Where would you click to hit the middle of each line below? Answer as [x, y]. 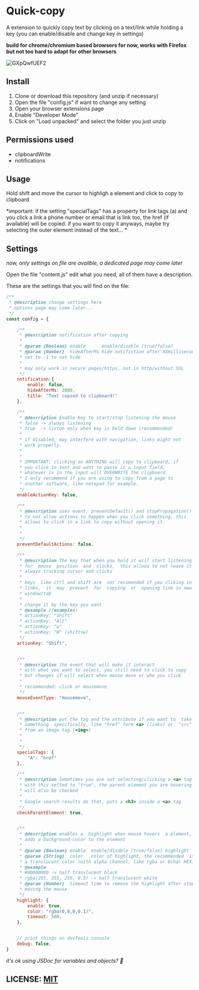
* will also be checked [49, 791]
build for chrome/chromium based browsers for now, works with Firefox [96, 45]
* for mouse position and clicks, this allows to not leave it [106, 566]
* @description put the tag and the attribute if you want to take [106, 719]
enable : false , [46, 385]
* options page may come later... [51, 308]
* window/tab [35, 594]
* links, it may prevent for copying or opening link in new [106, 588]
